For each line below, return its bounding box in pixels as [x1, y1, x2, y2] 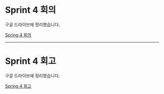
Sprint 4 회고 [5, 56, 56, 67]
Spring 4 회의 [5, 32, 32, 38]
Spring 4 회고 [5, 83, 32, 89]
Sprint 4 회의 [5, 4, 56, 16]
